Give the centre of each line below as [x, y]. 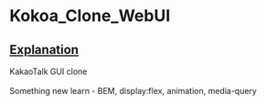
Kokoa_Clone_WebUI [90, 16]
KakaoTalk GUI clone [48, 71]
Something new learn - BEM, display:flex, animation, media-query [133, 91]
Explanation [44, 50]
